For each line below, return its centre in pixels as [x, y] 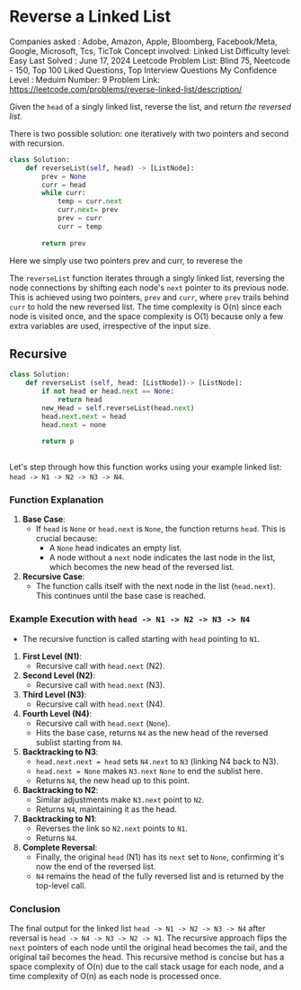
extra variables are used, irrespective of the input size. [110, 326]
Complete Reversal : [60, 847]
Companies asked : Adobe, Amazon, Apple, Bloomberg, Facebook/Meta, [143, 41]
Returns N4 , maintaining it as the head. [106, 809]
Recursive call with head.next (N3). [100, 684]
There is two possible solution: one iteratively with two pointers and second [149, 133]
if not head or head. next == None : [108, 392]
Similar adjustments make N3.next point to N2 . [120, 799]
